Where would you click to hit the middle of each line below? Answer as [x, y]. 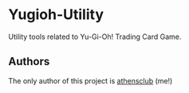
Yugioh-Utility [56, 15]
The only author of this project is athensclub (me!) [91, 80]
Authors [29, 62]
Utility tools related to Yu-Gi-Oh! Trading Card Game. [95, 37]
